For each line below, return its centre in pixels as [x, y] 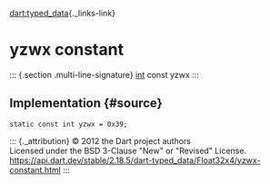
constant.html [35, 169]
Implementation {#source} [86, 103]
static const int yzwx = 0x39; [69, 124]
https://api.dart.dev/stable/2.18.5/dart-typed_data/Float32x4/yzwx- [135, 160]
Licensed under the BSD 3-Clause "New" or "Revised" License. [128, 150]
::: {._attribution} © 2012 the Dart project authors [100, 140]
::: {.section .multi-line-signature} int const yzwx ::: [105, 74]
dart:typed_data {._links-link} [63, 13]
